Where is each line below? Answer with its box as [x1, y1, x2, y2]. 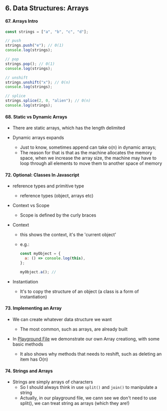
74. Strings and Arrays [5, 368, 53, 374]
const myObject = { [20, 251, 61, 256]
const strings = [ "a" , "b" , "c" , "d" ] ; [5, 29, 89, 34]
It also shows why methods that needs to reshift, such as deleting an [20, 351, 162, 357]
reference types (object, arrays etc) [20, 193, 94, 199]
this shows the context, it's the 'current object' [20, 232, 116, 238]
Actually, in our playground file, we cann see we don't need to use [20, 395, 157, 401]
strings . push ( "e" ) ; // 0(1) [5, 43, 64, 48]
